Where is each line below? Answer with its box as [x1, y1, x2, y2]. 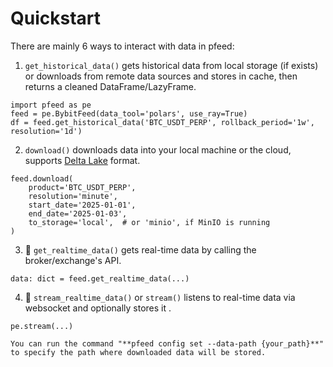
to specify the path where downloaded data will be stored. [10, 347, 267, 357]
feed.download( [10, 173, 74, 184]
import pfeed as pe [10, 100, 92, 110]
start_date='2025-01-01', [28, 200, 137, 210]
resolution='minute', [28, 191, 118, 201]
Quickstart [10, 7, 102, 30]
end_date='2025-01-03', [28, 208, 128, 219]
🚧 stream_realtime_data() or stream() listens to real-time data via [24, 291, 296, 303]
